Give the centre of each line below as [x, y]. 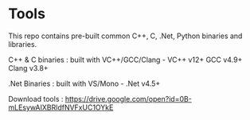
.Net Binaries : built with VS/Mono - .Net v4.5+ [84, 83]
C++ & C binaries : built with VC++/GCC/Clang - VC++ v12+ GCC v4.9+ [125, 60]
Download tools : [36, 99]
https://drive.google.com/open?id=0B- [129, 99]
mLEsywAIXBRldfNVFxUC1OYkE [61, 107]
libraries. [23, 44]
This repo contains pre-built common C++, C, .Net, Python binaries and [125, 36]
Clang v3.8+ [29, 68]
